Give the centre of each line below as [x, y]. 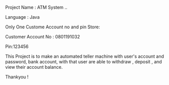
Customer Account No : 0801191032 [43, 37]
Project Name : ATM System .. [36, 7]
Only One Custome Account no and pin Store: [53, 27]
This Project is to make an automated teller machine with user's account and [85, 56]
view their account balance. [34, 67]
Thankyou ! [17, 77]
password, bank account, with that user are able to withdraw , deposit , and [84, 62]
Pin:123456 [17, 47]
